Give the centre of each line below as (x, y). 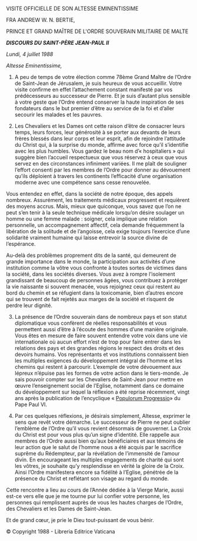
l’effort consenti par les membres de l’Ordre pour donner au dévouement (102, 170)
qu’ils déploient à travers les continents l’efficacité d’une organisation (98, 176)
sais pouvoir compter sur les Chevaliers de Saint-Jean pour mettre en (99, 379)
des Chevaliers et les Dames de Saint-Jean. (59, 509)
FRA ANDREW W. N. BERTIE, (41, 20)
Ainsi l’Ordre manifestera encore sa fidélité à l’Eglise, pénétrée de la (96, 472)
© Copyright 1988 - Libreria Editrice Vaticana (61, 532)
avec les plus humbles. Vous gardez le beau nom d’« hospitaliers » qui (100, 151)
